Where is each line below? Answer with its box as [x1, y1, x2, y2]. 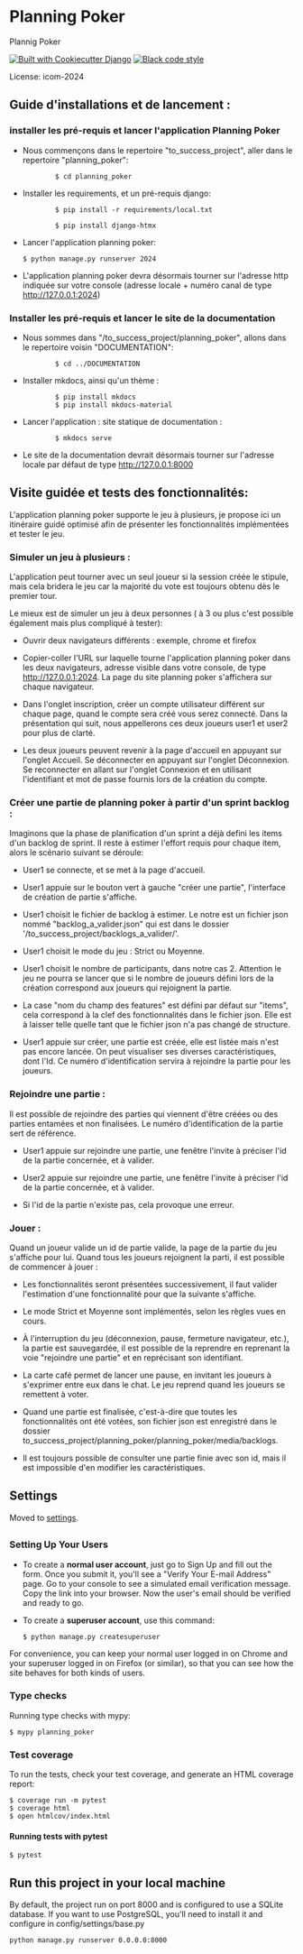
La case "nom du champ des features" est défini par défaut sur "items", [22, 1000, 289, 1011]
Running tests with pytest [9, 1830, 108, 1841]
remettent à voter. [22, 1388, 89, 1399]
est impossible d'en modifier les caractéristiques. [22, 1461, 206, 1472]
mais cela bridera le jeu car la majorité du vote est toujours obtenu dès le [9, 581, 280, 592]
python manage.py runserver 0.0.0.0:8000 [9, 1936, 168, 1945]
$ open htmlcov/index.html [9, 1811, 111, 1821]
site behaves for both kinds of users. [9, 1667, 146, 1678]
